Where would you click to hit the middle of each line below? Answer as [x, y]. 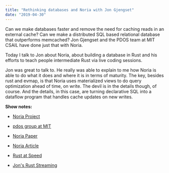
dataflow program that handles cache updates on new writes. [69, 97]
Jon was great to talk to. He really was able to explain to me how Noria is [81, 70]
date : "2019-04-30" [26, 15]
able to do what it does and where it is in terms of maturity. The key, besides [84, 75]
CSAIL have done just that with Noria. [44, 45]
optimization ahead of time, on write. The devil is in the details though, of [81, 86]
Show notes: [19, 106]
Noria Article [26, 146]
